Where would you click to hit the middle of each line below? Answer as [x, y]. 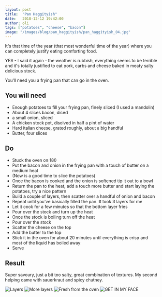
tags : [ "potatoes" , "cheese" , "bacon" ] [45, 28]
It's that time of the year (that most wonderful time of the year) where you [79, 46]
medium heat [25, 170]
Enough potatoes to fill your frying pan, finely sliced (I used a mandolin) [83, 107]
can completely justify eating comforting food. [51, 51]
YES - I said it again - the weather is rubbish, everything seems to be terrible [81, 61]
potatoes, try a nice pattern [39, 191]
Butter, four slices [29, 133]
